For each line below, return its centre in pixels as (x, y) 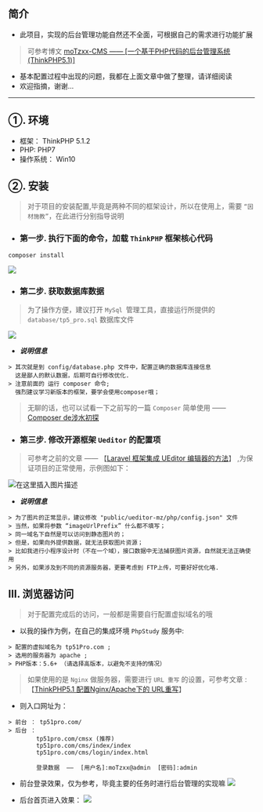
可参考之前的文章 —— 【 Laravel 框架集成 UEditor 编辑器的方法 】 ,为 (137, 458)
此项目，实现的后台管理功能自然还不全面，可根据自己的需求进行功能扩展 (136, 35)
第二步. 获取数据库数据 (62, 291)
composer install (36, 255)
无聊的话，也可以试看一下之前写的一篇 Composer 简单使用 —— (126, 408)
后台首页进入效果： (50, 800)
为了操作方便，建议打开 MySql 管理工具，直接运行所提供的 (121, 310)
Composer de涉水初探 (63, 417)
